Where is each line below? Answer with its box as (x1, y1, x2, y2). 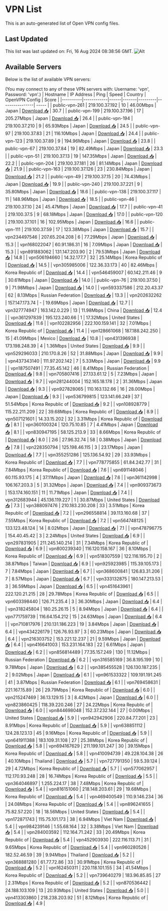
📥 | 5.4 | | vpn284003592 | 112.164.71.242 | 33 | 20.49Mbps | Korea (5, 829, 145, 835)
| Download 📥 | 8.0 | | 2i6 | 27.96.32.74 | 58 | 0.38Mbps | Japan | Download (5, 437, 161, 443)
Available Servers (5, 63, 62, 72)
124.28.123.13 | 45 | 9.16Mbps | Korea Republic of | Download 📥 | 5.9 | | (5, 730, 152, 736)
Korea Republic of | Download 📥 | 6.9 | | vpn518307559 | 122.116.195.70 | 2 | (5, 553, 162, 559)
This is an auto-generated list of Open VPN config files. (5, 20, 119, 26)
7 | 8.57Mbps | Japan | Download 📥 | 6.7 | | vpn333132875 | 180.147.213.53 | (5, 576, 163, 582)
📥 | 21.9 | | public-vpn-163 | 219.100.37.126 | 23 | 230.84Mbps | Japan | (5, 166, 153, 172)
